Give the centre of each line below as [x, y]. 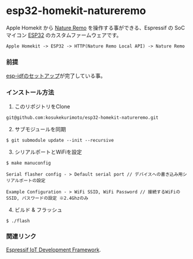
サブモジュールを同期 [40, 129]
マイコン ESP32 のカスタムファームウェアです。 [64, 35]
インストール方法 [30, 93]
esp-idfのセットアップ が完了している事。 [56, 76]
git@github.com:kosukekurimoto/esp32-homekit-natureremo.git [82, 117]
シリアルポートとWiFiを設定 [48, 152]
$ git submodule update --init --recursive [60, 140]
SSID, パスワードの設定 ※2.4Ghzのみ [47, 198]
